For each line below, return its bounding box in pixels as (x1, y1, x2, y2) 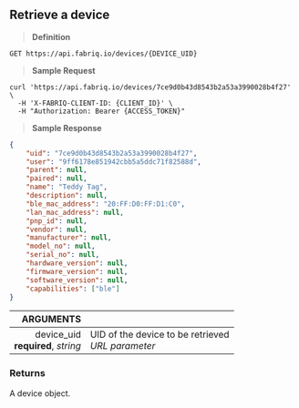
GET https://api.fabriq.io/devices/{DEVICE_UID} (9, 49, 198, 58)
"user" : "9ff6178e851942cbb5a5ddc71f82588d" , (26, 157, 202, 167)
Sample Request (31, 65, 96, 76)
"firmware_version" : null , (26, 267, 129, 276)
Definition (31, 31, 71, 42)
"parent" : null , (26, 166, 88, 175)
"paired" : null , (26, 174, 88, 183)
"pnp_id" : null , (26, 216, 88, 226)
